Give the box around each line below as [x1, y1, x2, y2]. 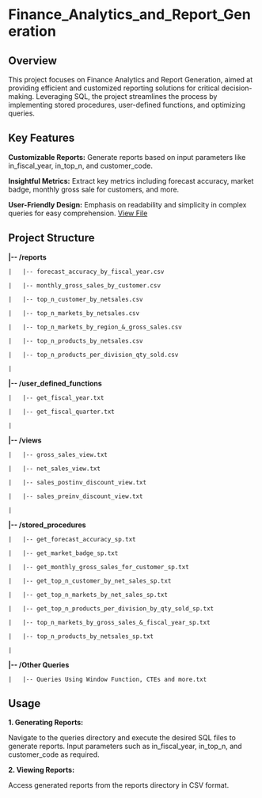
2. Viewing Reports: [8, 766, 75, 775]
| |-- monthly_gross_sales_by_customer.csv [8, 281, 161, 290]
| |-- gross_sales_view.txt [8, 450, 108, 458]
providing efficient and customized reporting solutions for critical [8, 83, 220, 93]
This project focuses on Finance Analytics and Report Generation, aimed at [8, 75, 253, 84]
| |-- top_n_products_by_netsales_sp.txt [8, 632, 154, 640]
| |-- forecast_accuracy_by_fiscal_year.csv [8, 268, 165, 275]
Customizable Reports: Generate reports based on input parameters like [8, 152, 246, 161]
